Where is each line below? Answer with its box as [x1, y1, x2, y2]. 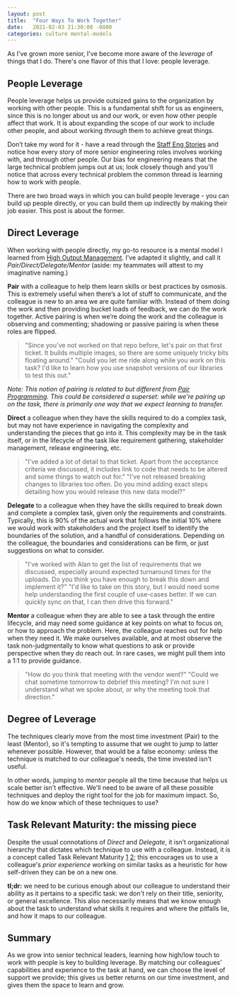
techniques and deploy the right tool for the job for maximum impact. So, [7, 791, 219, 799]
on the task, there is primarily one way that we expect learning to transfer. [7, 399, 224, 408]
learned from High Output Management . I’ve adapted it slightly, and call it [7, 253, 221, 262]
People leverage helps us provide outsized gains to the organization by [7, 96, 214, 105]
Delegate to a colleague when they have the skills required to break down [7, 500, 223, 510]
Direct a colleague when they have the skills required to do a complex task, [7, 413, 227, 422]
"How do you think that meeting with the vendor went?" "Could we [24, 670, 219, 678]
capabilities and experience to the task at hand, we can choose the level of [7, 966, 226, 974]
